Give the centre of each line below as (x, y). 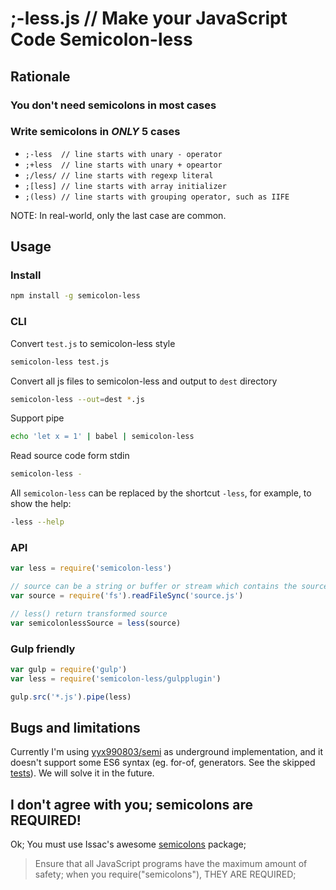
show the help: (41, 504)
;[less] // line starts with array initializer (125, 186)
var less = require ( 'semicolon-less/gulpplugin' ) (116, 678)
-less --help (37, 522)
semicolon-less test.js (60, 362)
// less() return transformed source (89, 613)
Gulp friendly (43, 649)
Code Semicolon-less (101, 39)
